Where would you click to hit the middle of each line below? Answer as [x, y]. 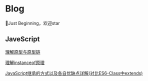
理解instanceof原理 [25, 62]
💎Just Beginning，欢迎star [32, 23]
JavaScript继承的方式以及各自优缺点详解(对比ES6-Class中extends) [74, 73]
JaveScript [22, 39]
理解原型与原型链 [23, 52]
